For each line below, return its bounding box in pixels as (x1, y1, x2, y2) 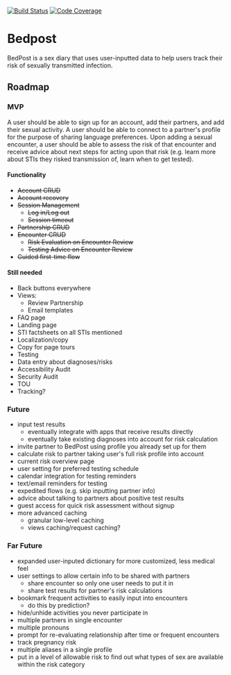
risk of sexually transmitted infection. (7, 61, 113, 69)
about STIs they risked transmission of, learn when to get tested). (7, 155, 194, 163)
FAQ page (17, 313, 46, 322)
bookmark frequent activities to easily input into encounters (17, 594, 188, 602)
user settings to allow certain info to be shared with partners (17, 572, 190, 580)
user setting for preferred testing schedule (17, 465, 139, 473)
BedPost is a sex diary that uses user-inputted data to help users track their (7, 53, 223, 62)
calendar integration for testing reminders (17, 472, 137, 481)
